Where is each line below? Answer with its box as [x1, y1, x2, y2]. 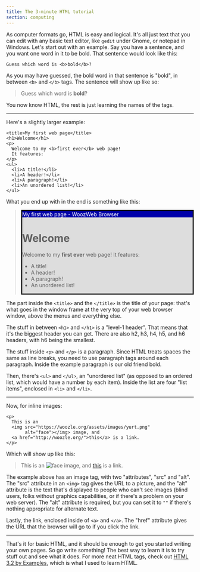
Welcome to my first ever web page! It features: [21, 251, 140, 259]
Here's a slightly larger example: [6, 118, 85, 125]
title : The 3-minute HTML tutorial [6, 8, 95, 15]
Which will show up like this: [6, 450, 76, 457]
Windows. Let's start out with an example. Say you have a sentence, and [6, 43, 185, 51]
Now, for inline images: [6, 402, 62, 410]
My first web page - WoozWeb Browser [21, 210, 119, 218]
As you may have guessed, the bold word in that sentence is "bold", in [6, 72, 178, 79]
